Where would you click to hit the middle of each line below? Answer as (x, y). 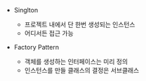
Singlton (26, 10)
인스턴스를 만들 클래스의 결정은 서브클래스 (82, 70)
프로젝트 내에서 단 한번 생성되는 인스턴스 (80, 24)
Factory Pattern (36, 47)
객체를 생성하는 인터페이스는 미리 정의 (76, 61)
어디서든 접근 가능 (49, 33)
